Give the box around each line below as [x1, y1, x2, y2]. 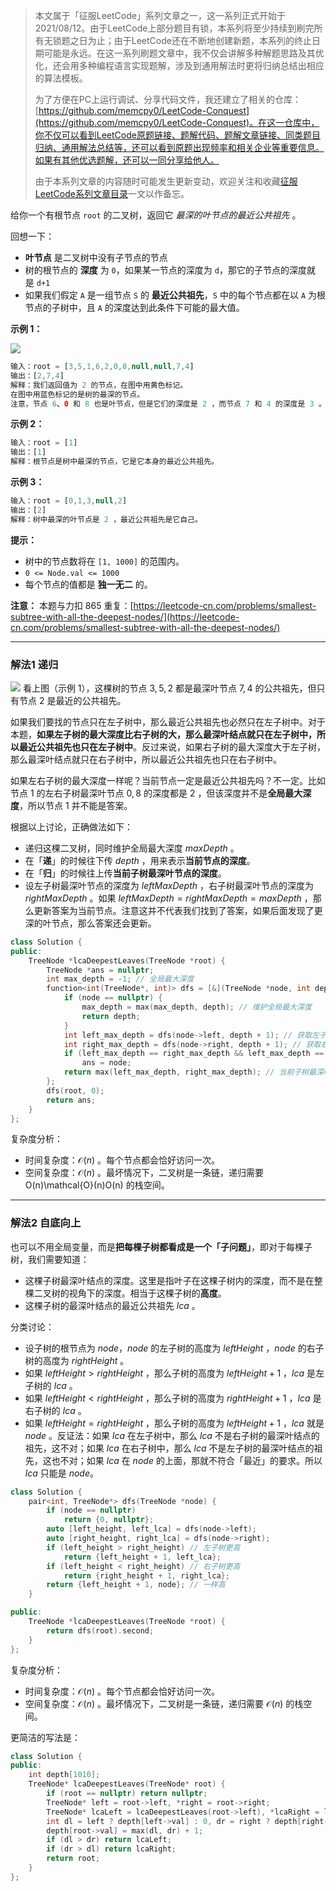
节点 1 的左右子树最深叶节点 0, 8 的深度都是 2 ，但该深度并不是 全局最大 [10, 787, 303, 799]
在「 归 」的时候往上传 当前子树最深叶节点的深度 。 [24, 867, 227, 879]
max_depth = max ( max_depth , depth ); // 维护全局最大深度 [81, 1002, 312, 1013]
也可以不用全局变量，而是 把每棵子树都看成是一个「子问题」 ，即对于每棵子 [10, 1240, 313, 1253]
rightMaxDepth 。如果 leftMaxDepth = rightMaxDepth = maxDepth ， [24, 892, 313, 904]
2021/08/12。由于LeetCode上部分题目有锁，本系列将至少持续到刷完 [34, 22, 315, 34]
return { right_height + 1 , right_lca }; [63, 1570, 230, 1581]
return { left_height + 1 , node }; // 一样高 [46, 1580, 226, 1590]
